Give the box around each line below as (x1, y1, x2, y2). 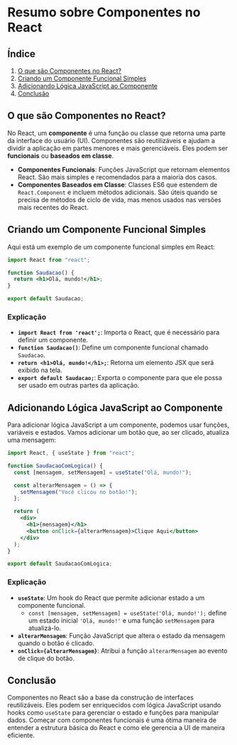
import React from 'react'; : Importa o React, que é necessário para (17, 328, 220, 337)
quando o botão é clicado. (17, 638, 94, 648)
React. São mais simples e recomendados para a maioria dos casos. (17, 172, 218, 181)
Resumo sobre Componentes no (7, 4, 201, 21)
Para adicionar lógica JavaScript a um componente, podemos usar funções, (7, 421, 230, 429)
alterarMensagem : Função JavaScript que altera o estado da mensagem (17, 631, 226, 640)
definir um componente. (17, 336, 89, 344)
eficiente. (7, 731, 35, 740)
